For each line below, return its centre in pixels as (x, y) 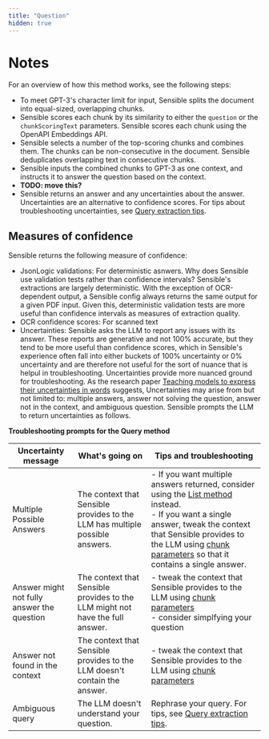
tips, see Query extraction (199, 713)
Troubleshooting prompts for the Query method (89, 431)
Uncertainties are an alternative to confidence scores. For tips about (132, 203)
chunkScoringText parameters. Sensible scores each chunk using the (133, 126)
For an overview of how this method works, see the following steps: (120, 85)
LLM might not (104, 608)
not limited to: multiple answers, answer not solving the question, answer (140, 399)
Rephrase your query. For (199, 704)
